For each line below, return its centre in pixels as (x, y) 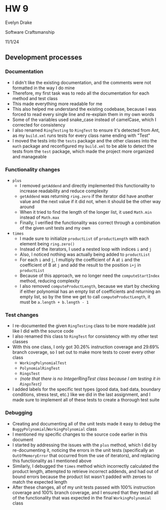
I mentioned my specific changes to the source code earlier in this (80, 434)
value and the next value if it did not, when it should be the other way (90, 201)
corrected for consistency (39, 125)
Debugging (19, 413)
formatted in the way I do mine (44, 88)
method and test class (35, 98)
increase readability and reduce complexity (64, 191)
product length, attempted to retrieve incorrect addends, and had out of (85, 471)
